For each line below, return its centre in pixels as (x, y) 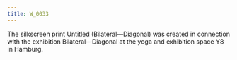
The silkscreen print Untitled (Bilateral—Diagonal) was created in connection (118, 34)
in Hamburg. (25, 49)
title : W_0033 (28, 14)
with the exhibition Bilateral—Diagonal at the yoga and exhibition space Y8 (116, 41)
